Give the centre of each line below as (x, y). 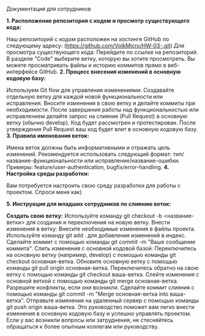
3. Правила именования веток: (48, 136)
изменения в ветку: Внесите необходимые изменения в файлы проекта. (101, 229)
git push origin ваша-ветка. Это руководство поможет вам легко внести (100, 307)
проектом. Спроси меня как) (44, 192)
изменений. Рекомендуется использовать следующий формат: (89, 154)
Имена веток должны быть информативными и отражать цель (88, 147)
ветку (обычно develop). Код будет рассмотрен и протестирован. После (101, 123)
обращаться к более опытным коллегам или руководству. (83, 326)
